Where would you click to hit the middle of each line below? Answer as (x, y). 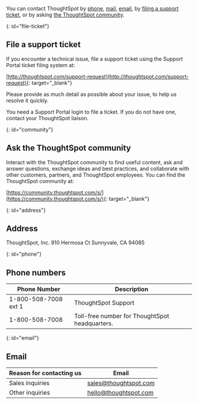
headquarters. (94, 323)
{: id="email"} (23, 338)
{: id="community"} (30, 130)
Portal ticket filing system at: (41, 65)
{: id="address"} (26, 210)
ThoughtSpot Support (104, 303)
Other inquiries (29, 393)
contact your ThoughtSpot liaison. (47, 118)
